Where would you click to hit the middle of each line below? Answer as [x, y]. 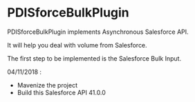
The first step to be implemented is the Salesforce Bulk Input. [94, 58]
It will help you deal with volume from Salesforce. [77, 45]
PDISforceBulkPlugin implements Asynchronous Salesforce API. [98, 32]
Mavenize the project [47, 85]
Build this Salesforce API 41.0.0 [61, 92]
